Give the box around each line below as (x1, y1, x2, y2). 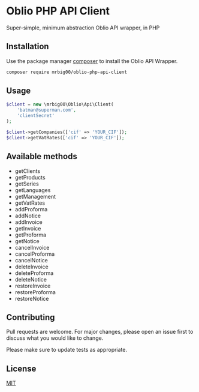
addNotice (14, 212, 41, 219)
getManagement (14, 193, 56, 200)
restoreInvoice (14, 282, 51, 289)
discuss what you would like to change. (6, 334, 104, 342)
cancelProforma (14, 250, 55, 258)
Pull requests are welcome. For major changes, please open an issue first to (6, 328, 194, 336)
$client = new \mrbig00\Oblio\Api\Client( (6, 101, 114, 107)
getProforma (14, 231, 47, 238)
